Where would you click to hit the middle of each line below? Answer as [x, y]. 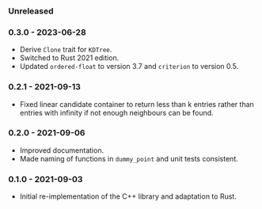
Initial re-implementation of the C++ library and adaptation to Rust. [128, 196]
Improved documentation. [62, 150]
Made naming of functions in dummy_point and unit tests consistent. [129, 158]
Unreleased [31, 11]
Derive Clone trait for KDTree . [66, 50]
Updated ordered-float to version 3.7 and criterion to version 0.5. [129, 66]
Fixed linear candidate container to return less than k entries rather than [137, 104]
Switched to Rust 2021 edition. [69, 58]
